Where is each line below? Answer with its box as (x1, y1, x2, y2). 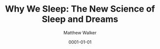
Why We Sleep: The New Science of (5, 3, 155, 15)
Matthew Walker (63, 30, 97, 35)
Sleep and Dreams (41, 14, 119, 25)
